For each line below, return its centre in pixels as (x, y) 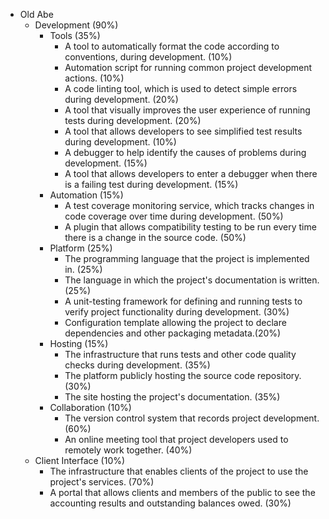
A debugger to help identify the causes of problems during (185, 152)
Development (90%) (76, 25)
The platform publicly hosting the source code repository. (183, 375)
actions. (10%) (94, 78)
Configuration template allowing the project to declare (175, 322)
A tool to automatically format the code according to (172, 46)
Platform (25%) (81, 248)
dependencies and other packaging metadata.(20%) (173, 333)
